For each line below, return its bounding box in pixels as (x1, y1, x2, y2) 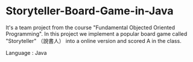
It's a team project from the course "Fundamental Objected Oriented (5, 24, 176, 31)
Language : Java (5, 49, 47, 56)
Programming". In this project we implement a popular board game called (5, 30, 188, 37)
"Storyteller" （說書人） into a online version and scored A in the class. (5, 37, 182, 44)
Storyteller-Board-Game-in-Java (5, 4, 174, 18)
